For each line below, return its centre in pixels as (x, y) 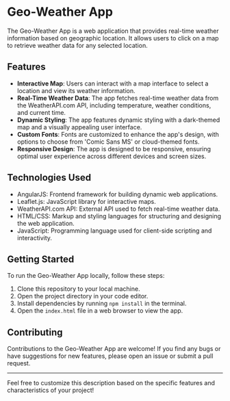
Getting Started (41, 259)
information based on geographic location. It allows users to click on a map (113, 38)
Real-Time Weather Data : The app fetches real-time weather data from (118, 98)
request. (19, 363)
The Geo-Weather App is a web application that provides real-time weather (113, 31)
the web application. (46, 223)
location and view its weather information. (76, 90)
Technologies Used (49, 178)
